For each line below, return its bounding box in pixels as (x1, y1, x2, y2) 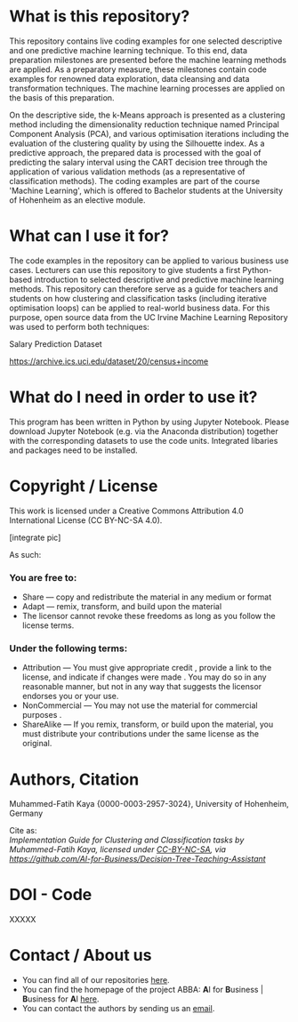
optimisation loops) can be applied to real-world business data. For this (9, 302, 270, 313)
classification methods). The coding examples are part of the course (9, 175, 261, 186)
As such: (9, 549, 42, 559)
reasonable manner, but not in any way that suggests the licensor (21, 681, 262, 692)
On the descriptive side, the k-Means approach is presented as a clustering (9, 109, 286, 120)
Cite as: (9, 825, 37, 836)
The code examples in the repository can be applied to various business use (9, 255, 289, 266)
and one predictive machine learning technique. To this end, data (9, 44, 247, 55)
